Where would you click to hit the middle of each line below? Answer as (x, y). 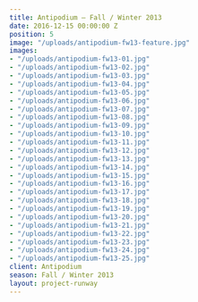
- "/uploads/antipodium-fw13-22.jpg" (80, 233)
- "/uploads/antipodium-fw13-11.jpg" (80, 142)
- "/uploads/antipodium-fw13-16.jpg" (80, 184)
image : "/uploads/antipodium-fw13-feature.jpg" (100, 42)
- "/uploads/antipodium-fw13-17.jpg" (80, 192)
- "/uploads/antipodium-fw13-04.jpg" (80, 84)
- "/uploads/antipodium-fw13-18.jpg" (80, 201)
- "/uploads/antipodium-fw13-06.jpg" (80, 101)
